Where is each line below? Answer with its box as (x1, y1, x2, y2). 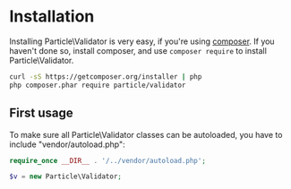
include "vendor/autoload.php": (9, 139, 125, 150)
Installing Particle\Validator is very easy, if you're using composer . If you (9, 36, 275, 47)
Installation (9, 6, 95, 27)
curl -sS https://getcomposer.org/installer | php (9, 72, 202, 82)
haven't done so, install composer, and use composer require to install (9, 45, 267, 56)
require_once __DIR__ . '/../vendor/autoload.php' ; (9, 156, 206, 165)
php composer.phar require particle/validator (9, 81, 186, 90)
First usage (9, 106, 73, 121)
